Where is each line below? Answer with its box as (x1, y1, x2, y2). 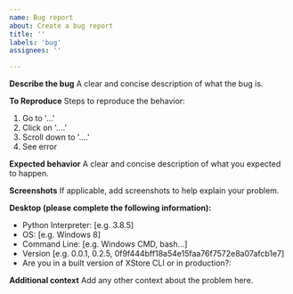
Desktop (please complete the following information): (9, 202, 212, 214)
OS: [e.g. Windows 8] (21, 229, 101, 241)
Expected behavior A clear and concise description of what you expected (9, 159, 281, 169)
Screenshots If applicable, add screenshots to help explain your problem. (9, 185, 280, 196)
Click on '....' (21, 122, 68, 134)
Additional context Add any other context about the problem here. (9, 275, 254, 286)
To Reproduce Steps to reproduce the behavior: (9, 95, 185, 107)
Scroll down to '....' (21, 132, 91, 143)
